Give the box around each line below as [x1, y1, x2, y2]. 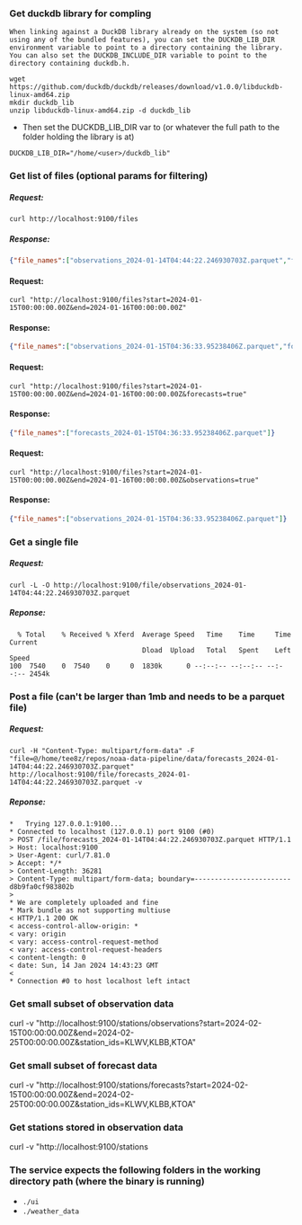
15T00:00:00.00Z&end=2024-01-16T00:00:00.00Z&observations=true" [9, 475, 259, 484]
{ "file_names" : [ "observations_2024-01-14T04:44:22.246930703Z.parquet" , [9, 256, 288, 265]
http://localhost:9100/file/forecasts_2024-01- [9, 769, 191, 779]
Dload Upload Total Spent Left [142, 645, 292, 654]
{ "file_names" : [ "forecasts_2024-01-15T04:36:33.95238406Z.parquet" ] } [9, 428, 276, 438]
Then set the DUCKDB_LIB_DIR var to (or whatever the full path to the [22, 122, 280, 133]
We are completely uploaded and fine [17, 898, 159, 907]
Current [9, 637, 39, 647]
